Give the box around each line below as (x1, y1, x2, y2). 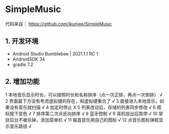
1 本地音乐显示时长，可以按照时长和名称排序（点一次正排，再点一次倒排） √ (5, 92, 163, 98)
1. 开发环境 (5, 37, 39, 46)
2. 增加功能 (5, 77, 40, 86)
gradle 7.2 (12, 61, 34, 68)
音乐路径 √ (9, 123, 32, 129)
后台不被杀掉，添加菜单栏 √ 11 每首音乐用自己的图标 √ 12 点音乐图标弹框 (9, 117, 159, 123)
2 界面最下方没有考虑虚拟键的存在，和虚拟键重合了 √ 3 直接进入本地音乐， (5, 98, 160, 104)
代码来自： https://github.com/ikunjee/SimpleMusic (5, 21, 112, 27)
